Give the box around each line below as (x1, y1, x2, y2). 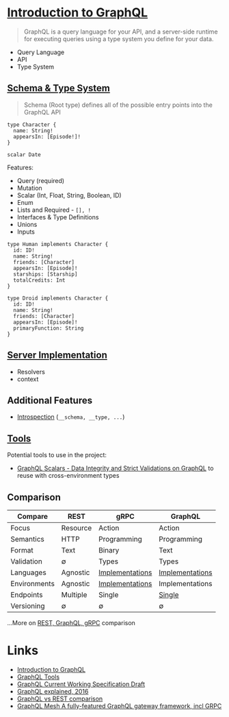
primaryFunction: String (13, 324, 84, 332)
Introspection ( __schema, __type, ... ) (16, 413, 125, 421)
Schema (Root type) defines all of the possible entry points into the (23, 101, 213, 109)
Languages (10, 568, 46, 577)
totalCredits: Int (13, 276, 66, 284)
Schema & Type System (7, 82, 111, 94)
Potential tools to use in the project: (7, 451, 107, 459)
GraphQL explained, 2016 (16, 687, 89, 695)
